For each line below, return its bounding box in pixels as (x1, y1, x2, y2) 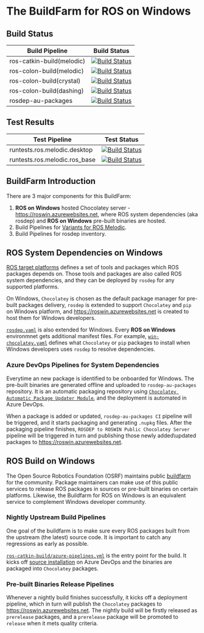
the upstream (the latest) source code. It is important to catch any (6, 533, 172, 540)
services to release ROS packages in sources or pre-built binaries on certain (6, 485, 198, 492)
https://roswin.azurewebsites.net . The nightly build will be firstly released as (6, 607, 198, 614)
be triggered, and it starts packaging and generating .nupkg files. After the (6, 419, 192, 426)
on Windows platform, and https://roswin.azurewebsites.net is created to (6, 308, 189, 315)
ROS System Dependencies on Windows (6, 248, 163, 258)
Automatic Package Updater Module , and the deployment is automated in (6, 394, 187, 401)
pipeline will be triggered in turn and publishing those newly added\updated (6, 431, 197, 439)
